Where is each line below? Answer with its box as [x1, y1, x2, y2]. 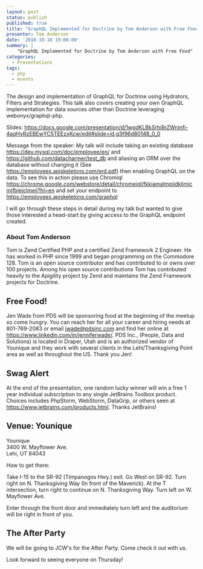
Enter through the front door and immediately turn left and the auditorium [6, 504, 188, 511]
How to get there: [6, 461, 50, 469]
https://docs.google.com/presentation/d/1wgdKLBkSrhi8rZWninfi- [24, 124, 188, 131]
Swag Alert [6, 368, 50, 378]
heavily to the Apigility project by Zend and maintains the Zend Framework [6, 272, 192, 280]
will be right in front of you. [6, 510, 74, 518]
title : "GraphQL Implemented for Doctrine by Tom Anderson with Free [6, 25, 185, 32]
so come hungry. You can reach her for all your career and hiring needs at [6, 318, 190, 326]
